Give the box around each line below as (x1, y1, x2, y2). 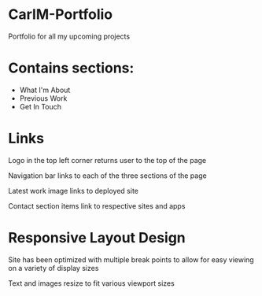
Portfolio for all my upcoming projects (8, 31, 131, 41)
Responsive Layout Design (8, 229, 186, 246)
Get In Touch (19, 102, 61, 111)
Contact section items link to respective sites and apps (8, 201, 186, 210)
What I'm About (19, 85, 71, 94)
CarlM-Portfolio (8, 6, 113, 24)
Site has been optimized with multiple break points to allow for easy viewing (8, 254, 254, 265)
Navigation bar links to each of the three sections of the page (8, 171, 207, 180)
